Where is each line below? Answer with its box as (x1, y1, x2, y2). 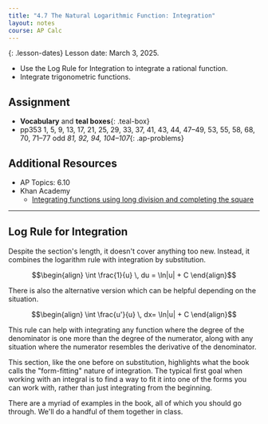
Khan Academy (19, 186, 70, 195)
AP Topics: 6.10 (19, 178, 70, 187)
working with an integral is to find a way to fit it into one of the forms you (8, 374, 247, 383)
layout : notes (8, 19, 56, 27)
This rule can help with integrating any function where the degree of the (8, 324, 245, 335)
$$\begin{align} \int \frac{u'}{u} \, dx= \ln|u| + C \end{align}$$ (31, 309, 237, 319)
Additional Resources (8, 156, 117, 170)
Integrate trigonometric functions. (19, 73, 132, 82)
